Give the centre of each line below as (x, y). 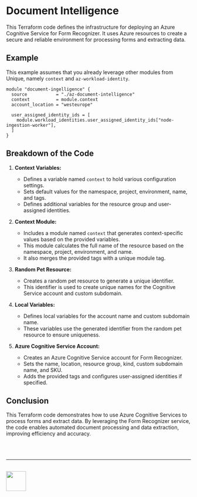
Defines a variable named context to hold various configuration (100, 179)
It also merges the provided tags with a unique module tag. (94, 258)
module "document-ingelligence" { (48, 89)
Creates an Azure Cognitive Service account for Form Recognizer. (103, 357)
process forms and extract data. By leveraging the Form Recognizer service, (98, 421)
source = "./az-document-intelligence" (73, 94)
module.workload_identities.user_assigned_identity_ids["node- (96, 120)
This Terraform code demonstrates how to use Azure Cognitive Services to (97, 415)
